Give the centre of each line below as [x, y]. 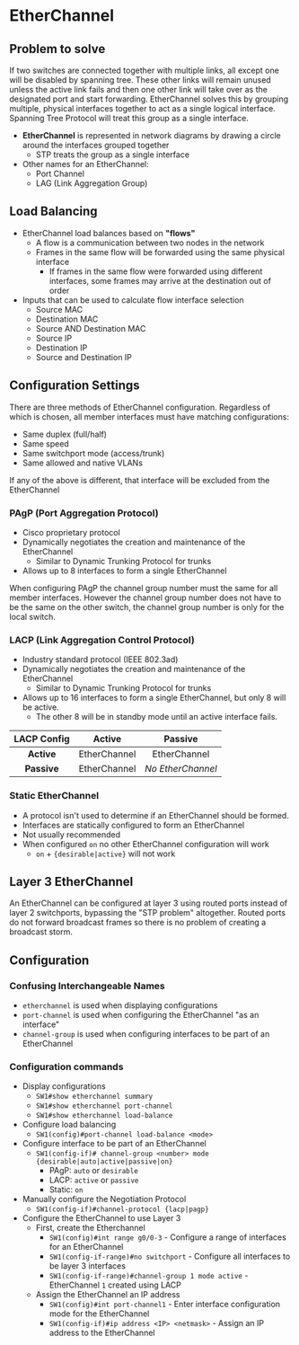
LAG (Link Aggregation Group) [92, 183]
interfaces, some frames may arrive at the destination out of [160, 280]
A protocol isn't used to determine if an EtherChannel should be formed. [155, 815]
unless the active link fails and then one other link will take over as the [138, 89]
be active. [41, 707]
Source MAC [59, 309]
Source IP [54, 338]
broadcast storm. [41, 932]
